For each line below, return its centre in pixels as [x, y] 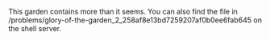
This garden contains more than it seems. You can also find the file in [123, 12]
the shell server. [35, 28]
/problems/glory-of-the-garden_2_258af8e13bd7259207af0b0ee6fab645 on [135, 20]
